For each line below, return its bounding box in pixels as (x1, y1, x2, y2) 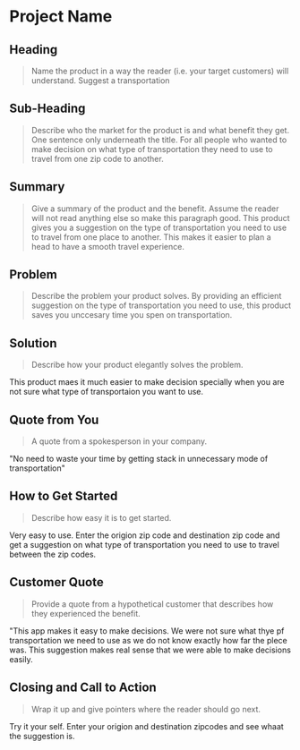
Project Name (9, 6, 113, 27)
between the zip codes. (9, 549, 97, 559)
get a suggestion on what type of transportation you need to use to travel (9, 539, 279, 550)
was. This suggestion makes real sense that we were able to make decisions (9, 644, 291, 655)
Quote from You (9, 412, 99, 427)
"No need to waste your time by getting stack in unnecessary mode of (9, 454, 269, 464)
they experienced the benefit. (30, 608, 141, 618)
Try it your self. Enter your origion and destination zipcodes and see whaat (9, 720, 284, 731)
